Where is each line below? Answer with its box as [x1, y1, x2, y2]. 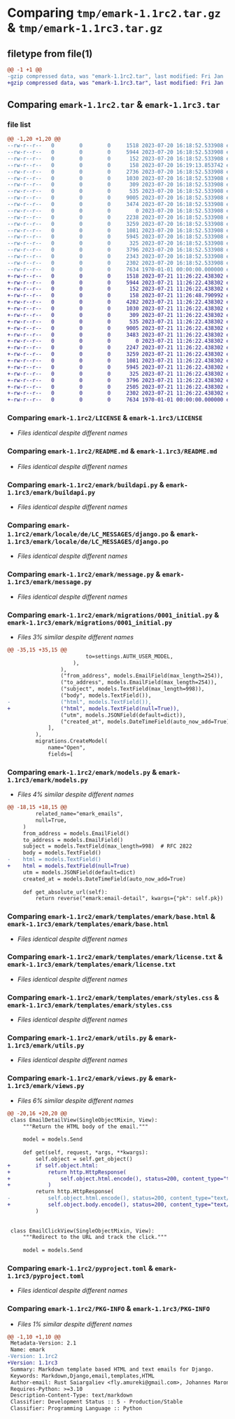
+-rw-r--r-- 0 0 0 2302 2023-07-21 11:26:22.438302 [7, 390, 224, 397]
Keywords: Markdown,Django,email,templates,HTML [10, 1372, 155, 1379]
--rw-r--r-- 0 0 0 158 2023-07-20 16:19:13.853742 [7, 161, 224, 169]
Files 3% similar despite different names [17, 632, 134, 641]
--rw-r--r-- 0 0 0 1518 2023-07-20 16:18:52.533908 [7, 142, 224, 149]
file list [7, 119, 31, 129]
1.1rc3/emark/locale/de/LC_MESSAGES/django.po [7, 538, 169, 545]
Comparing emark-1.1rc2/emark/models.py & [7, 767, 157, 777]
